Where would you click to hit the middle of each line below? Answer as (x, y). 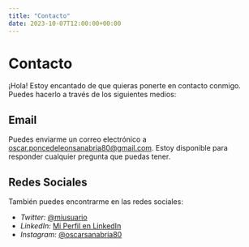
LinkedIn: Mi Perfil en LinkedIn (71, 226)
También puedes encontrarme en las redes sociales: (96, 202)
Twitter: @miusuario (54, 217)
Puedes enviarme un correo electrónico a (78, 139)
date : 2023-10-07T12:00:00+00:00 (65, 23)
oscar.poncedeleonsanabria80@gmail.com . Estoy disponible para (118, 148)
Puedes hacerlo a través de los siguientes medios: (92, 95)
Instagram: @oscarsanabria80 (71, 235)
